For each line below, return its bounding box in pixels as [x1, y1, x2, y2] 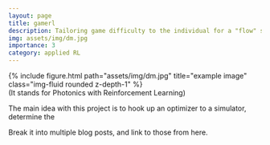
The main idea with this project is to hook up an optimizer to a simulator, [8, 103, 247, 113]
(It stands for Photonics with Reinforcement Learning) [8, 88, 186, 97]
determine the [8, 112, 55, 121]
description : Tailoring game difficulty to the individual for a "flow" [8, 26, 257, 34]
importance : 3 [8, 42, 56, 50]
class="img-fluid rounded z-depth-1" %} [8, 79, 143, 89]
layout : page [8, 11, 52, 20]
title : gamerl [8, 19, 56, 27]
